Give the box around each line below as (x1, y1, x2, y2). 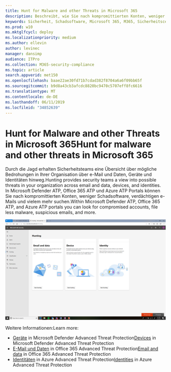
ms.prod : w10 (5, 24, 33, 30)
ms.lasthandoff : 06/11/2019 (5, 99, 65, 104)
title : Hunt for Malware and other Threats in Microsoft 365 (5, 8, 138, 13)
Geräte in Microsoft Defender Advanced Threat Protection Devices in (12, 335, 156, 341)
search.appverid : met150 (5, 73, 58, 78)
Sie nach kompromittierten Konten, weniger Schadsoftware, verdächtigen (5, 193, 159, 199)
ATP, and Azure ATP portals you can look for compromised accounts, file (5, 204, 158, 210)
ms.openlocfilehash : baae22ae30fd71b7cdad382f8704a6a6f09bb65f (5, 78, 142, 84)
